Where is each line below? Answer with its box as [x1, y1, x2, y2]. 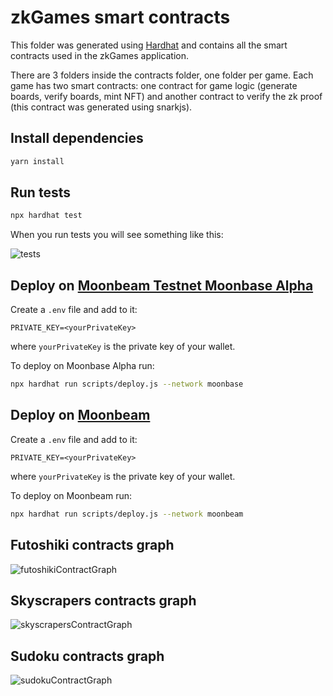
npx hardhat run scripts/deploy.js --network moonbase [10, 379, 244, 390]
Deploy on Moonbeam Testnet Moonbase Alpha [10, 277, 314, 294]
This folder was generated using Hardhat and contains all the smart [10, 39, 288, 51]
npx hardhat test [10, 211, 83, 221]
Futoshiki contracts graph [10, 537, 175, 554]
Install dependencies [10, 130, 144, 147]
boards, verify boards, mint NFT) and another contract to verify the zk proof [10, 90, 323, 102]
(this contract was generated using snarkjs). [10, 101, 193, 113]
